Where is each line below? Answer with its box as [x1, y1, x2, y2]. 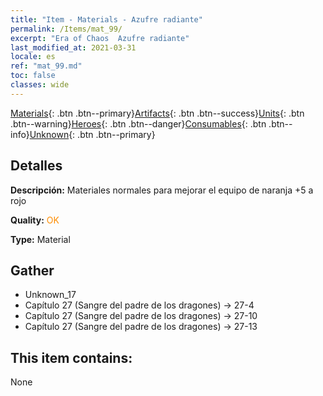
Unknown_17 [24, 289, 77, 301]
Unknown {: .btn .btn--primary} [29, 128, 156, 140]
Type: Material [10, 233, 71, 245]
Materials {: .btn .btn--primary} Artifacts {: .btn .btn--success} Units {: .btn [10, 107, 305, 119]
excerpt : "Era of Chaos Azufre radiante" [10, 33, 190, 43]
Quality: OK [10, 214, 60, 226]
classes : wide [10, 80, 70, 90]
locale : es [10, 52, 56, 62]
